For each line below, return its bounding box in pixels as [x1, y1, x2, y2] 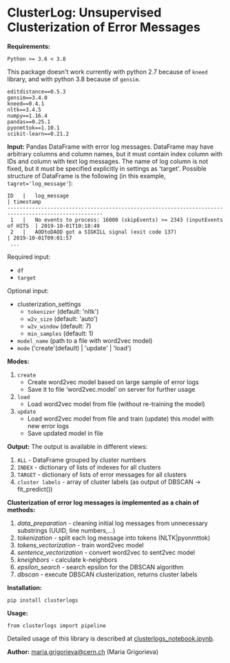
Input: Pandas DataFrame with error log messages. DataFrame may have [7, 143, 214, 151]
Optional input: [7, 286, 50, 295]
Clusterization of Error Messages [7, 19, 201, 35]
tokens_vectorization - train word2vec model [17, 540, 145, 549]
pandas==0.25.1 [7, 118, 51, 125]
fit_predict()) [17, 485, 53, 493]
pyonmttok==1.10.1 [7, 124, 60, 131]
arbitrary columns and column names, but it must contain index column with [7, 149, 222, 158]
